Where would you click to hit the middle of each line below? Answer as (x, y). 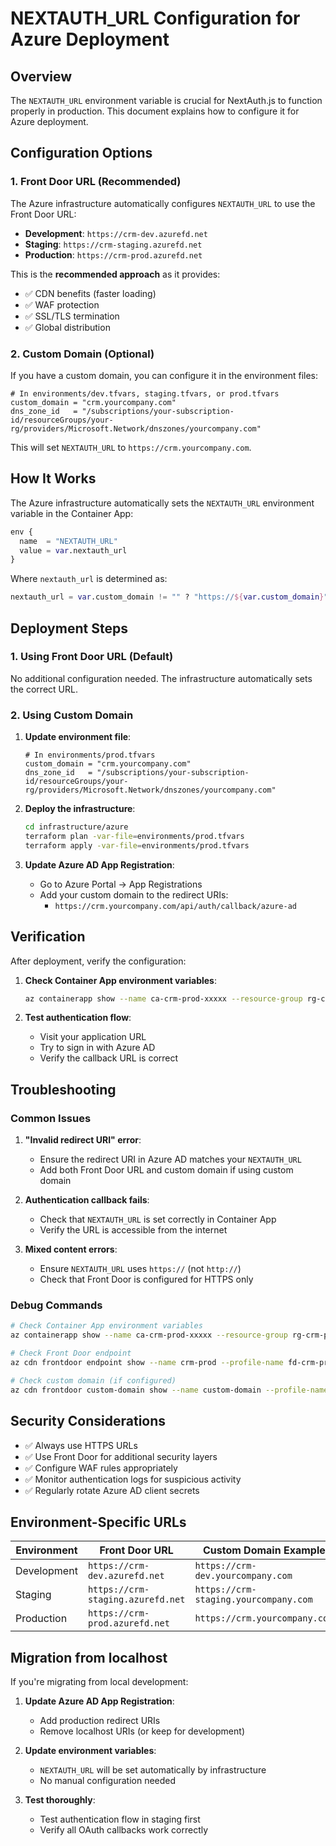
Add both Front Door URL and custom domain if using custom (166, 1170)
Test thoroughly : (60, 1800)
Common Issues (51, 1118)
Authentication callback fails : (87, 1200)
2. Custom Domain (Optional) (82, 354)
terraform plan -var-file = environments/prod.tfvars (134, 837)
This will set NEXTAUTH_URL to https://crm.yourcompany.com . (131, 447)
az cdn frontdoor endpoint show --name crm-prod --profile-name (147, 1363)
